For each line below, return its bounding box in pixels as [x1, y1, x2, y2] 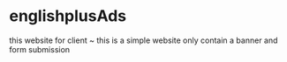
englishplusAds [9, 6, 127, 26]
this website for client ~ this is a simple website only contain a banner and [9, 35, 278, 45]
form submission [9, 44, 71, 54]
